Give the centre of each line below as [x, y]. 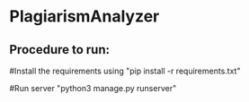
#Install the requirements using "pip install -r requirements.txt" [125, 71]
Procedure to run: [60, 50]
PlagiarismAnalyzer [84, 17]
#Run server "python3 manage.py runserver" [93, 88]
